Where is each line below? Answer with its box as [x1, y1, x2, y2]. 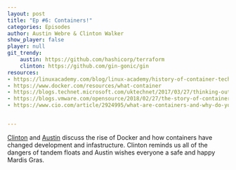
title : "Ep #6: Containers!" [7, 17, 93, 24]
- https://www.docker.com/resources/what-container [7, 82, 162, 89]
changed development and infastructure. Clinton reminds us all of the [7, 140, 209, 149]
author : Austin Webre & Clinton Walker [7, 30, 124, 37]
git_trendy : [7, 50, 42, 57]
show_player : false [7, 37, 65, 44]
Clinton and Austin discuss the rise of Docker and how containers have [7, 133, 213, 141]
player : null [7, 43, 46, 50]
